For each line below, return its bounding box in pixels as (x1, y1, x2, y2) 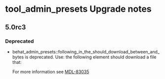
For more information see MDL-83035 (12, 69, 90, 75)
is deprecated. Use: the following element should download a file (25, 54, 157, 60)
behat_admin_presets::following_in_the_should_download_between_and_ (12, 49, 160, 54)
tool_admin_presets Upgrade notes (5, 3, 152, 15)
